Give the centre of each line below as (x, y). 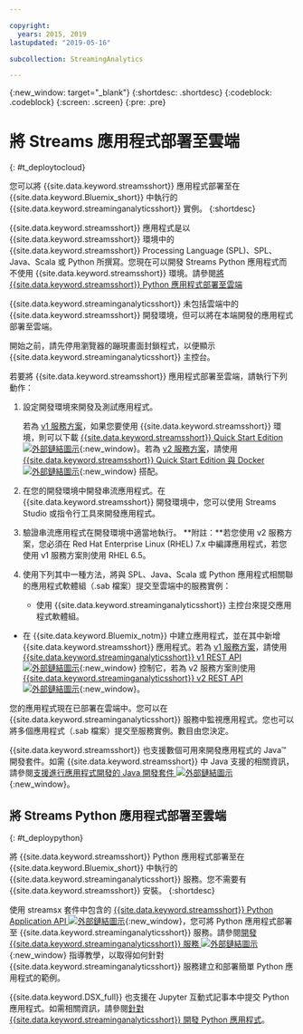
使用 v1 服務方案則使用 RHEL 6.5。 (86, 556)
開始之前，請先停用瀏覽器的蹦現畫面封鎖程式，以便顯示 (112, 346)
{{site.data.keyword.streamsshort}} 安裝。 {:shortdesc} (112, 890)
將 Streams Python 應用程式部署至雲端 (118, 815)
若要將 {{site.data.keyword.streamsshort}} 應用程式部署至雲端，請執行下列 (148, 376)
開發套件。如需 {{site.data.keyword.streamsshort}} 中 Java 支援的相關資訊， (151, 761)
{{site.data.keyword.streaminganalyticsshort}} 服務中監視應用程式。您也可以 (152, 720)
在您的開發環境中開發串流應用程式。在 (94, 491)
